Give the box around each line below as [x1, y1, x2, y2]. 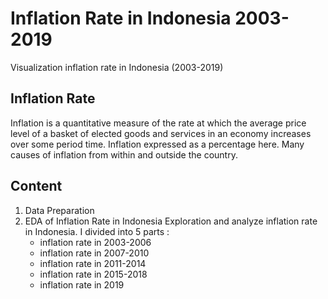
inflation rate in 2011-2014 [39, 257, 147, 269]
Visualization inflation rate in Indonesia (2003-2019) [10, 61, 224, 73]
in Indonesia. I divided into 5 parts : [24, 225, 170, 237]
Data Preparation [24, 204, 95, 216]
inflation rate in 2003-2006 [39, 236, 152, 248]
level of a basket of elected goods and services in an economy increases [10, 127, 312, 139]
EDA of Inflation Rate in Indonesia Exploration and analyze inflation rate [24, 215, 318, 227]
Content [10, 178, 63, 195]
